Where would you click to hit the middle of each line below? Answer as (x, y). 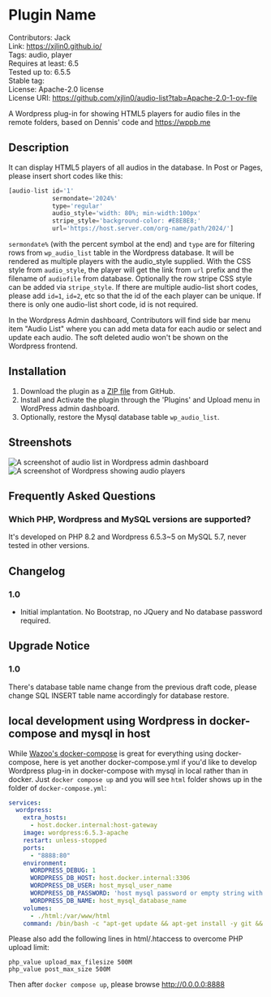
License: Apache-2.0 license (56, 89)
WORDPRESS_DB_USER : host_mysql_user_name (101, 886)
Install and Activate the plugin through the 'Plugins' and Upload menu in (140, 399)
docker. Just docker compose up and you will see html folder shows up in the (135, 779)
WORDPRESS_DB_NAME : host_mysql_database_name (108, 900)
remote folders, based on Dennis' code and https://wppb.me (110, 122)
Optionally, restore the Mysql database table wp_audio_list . (120, 416)
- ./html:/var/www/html (70, 916)
